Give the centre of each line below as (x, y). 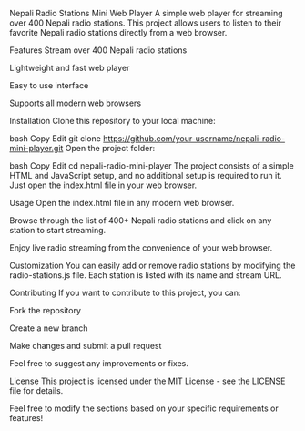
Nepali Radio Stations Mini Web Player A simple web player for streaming (147, 13)
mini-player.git (36, 148)
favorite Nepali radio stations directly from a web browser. (118, 32)
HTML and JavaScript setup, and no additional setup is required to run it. (146, 175)
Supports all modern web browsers (76, 103)
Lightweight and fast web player (70, 68)
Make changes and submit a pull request (86, 346)
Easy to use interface (49, 85)
